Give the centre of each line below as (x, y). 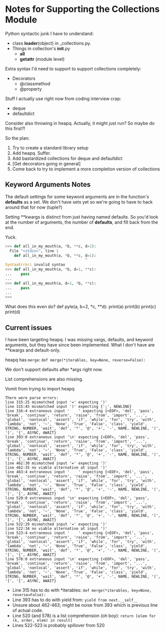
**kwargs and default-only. (33, 350)
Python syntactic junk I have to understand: (50, 33)
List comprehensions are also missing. (44, 379)
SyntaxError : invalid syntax (35, 265)
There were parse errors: (32, 398)
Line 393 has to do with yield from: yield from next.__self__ (75, 600)
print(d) (13, 312)
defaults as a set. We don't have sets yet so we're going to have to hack (79, 202)
